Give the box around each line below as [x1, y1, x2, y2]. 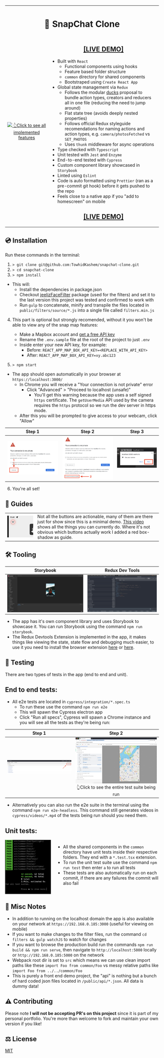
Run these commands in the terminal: [5, 252, 80, 258]
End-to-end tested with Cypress [57, 157, 123, 163]
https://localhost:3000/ [12, 377, 63, 382]
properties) [64, 115, 87, 121]
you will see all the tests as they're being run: [19, 719, 111, 725]
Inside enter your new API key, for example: [19, 342, 107, 348]
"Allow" [19, 418, 35, 423]
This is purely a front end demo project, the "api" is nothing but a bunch [12, 972, 157, 978]
